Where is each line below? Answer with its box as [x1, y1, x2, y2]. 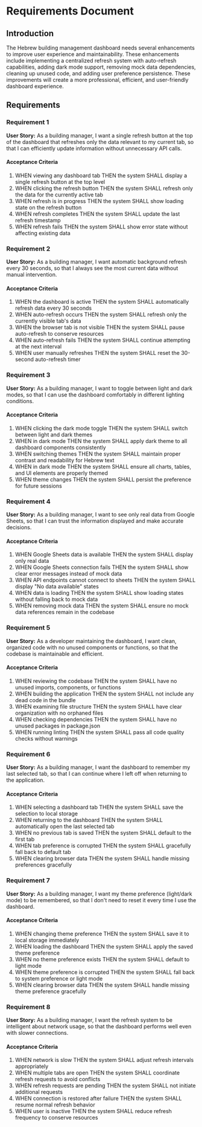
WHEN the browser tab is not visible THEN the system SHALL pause [14, 324, 185, 331]
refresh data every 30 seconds [14, 304, 92, 312]
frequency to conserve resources [14, 1114, 98, 1122]
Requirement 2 [6, 244, 51, 253]
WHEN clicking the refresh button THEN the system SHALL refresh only [14, 184, 193, 192]
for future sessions [14, 482, 62, 489]
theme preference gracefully [14, 987, 86, 995]
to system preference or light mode [14, 975, 103, 982]
